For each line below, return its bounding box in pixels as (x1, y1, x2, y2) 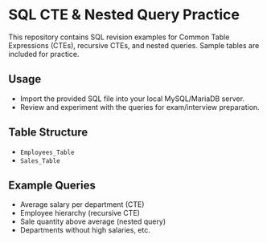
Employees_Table (19, 148, 75, 156)
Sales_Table (19, 156, 60, 165)
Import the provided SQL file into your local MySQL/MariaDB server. (19, 94, 245, 103)
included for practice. (8, 49, 80, 59)
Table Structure (8, 126, 88, 140)
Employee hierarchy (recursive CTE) (19, 209, 141, 218)
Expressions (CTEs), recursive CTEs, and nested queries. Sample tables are (8, 40, 260, 50)
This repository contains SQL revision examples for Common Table (8, 32, 230, 42)
